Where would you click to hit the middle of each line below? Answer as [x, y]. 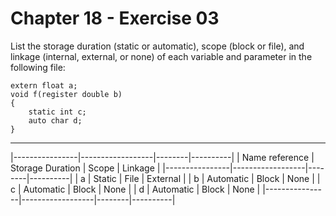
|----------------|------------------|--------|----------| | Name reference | [162, 157]
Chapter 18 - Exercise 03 [115, 18]
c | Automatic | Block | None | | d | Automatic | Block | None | [135, 189]
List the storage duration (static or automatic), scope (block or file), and [157, 46]
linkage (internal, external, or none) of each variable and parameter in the [161, 56]
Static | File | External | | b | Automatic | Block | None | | [207, 178]
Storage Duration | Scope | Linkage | [85, 168]
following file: [38, 67]
